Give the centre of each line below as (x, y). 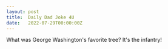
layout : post (23, 12)
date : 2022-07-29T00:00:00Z (45, 23)
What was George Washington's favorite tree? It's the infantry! (84, 40)
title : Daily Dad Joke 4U (40, 17)
